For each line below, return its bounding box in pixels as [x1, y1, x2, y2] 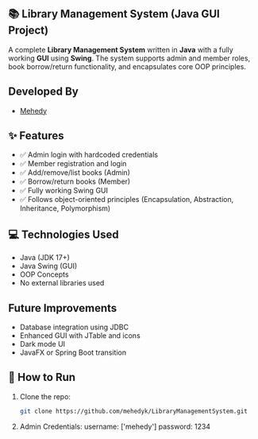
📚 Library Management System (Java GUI [8, 7, 220, 21]
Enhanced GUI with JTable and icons [19, 331, 141, 340]
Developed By [8, 85, 79, 99]
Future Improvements [8, 301, 117, 315]
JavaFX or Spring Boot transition [19, 348, 127, 357]
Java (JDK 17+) [19, 253, 70, 262]
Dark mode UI [19, 340, 66, 349]
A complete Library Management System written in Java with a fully [8, 45, 233, 54]
